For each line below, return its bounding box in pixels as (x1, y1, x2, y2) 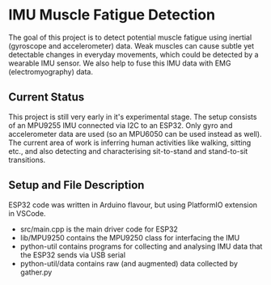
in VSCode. (8, 208, 46, 218)
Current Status (8, 91, 85, 104)
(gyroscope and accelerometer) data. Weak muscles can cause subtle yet (8, 40, 255, 50)
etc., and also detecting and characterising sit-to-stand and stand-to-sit (8, 146, 248, 155)
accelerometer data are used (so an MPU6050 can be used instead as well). (8, 129, 262, 138)
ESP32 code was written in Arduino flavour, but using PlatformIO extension (8, 200, 257, 210)
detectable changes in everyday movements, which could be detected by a (8, 49, 259, 59)
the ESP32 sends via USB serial (19, 249, 126, 260)
